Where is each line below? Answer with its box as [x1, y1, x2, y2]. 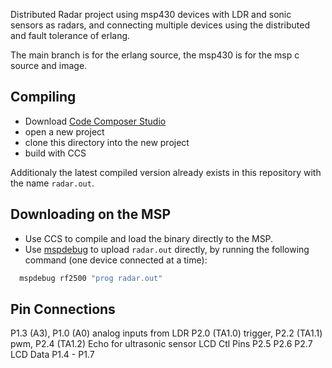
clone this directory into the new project [24, 136, 190, 148]
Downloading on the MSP [10, 206, 172, 223]
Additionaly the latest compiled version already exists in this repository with [10, 166, 322, 178]
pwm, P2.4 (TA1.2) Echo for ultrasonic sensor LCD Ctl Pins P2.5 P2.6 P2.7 [10, 338, 313, 350]
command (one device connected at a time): [24, 254, 208, 266]
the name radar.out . [10, 177, 95, 189]
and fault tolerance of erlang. [10, 30, 131, 41]
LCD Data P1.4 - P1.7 [10, 349, 95, 361]
